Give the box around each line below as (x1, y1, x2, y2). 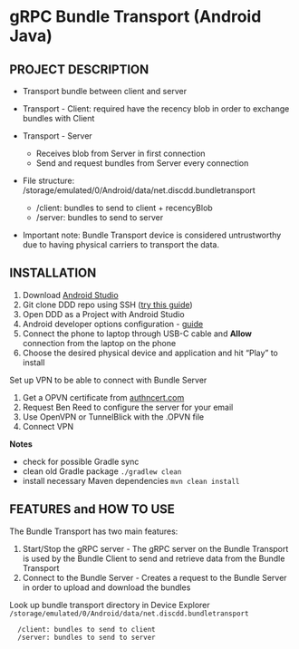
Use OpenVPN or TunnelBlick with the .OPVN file (22, 411, 205, 422)
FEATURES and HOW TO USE (9, 501, 175, 518)
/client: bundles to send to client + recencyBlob (35, 202, 213, 213)
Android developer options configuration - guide (22, 318, 204, 329)
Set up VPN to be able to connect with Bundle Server (9, 374, 207, 385)
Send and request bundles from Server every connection (35, 158, 249, 169)
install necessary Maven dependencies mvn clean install (22, 475, 240, 486)
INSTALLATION (9, 266, 97, 281)
